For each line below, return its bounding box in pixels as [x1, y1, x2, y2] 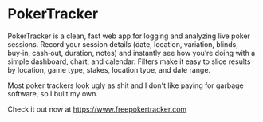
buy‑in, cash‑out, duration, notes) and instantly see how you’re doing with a [7, 48, 256, 57]
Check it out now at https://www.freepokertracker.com [7, 104, 187, 114]
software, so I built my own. [7, 89, 99, 98]
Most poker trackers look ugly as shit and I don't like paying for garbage [7, 81, 244, 90]
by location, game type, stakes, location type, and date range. [7, 65, 211, 74]
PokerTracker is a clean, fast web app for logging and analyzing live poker [7, 31, 250, 41]
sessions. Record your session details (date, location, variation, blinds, [7, 39, 238, 49]
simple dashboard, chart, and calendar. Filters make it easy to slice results [7, 57, 251, 66]
